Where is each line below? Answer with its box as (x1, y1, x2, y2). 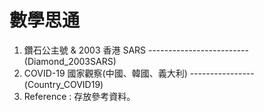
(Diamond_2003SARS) (23, 55, 117, 67)
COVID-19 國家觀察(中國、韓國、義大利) (23, 67, 188, 79)
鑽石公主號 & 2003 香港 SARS (23, 44, 147, 56)
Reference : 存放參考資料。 (23, 90, 136, 102)
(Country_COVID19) (23, 78, 104, 90)
